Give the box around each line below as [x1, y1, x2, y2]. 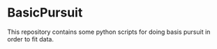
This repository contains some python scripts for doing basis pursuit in [7, 28, 211, 36]
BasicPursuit [7, 5, 83, 21]
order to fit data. [7, 35, 54, 43]
